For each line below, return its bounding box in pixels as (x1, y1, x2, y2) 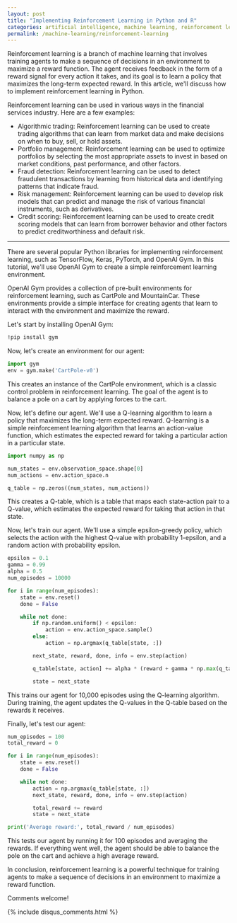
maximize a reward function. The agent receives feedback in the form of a (7, 64, 223, 73)
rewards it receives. (7, 706, 65, 714)
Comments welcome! (7, 894, 69, 902)
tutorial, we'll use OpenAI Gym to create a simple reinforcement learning (7, 263, 217, 271)
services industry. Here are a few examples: (7, 108, 135, 117)
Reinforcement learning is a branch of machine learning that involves (7, 50, 207, 58)
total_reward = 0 (7, 740, 59, 747)
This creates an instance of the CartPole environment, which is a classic (7, 379, 217, 388)
